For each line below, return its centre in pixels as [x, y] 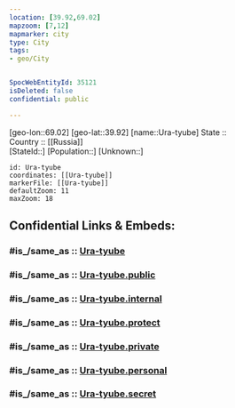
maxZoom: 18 [31, 198]
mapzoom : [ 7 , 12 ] [39, 26]
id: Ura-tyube [35, 167]
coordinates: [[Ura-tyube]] [61, 175]
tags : [19, 51]
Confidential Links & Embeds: [92, 226]
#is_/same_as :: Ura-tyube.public [82, 275]
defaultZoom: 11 [39, 191]
